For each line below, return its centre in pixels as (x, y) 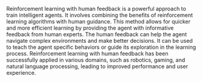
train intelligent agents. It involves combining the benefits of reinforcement (100, 15)
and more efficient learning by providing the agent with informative (90, 28)
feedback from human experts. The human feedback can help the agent (97, 34)
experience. (21, 73)
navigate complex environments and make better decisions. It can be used (99, 41)
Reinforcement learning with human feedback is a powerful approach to (96, 9)
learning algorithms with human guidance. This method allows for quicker (98, 21)
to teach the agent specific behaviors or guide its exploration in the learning (101, 47)
